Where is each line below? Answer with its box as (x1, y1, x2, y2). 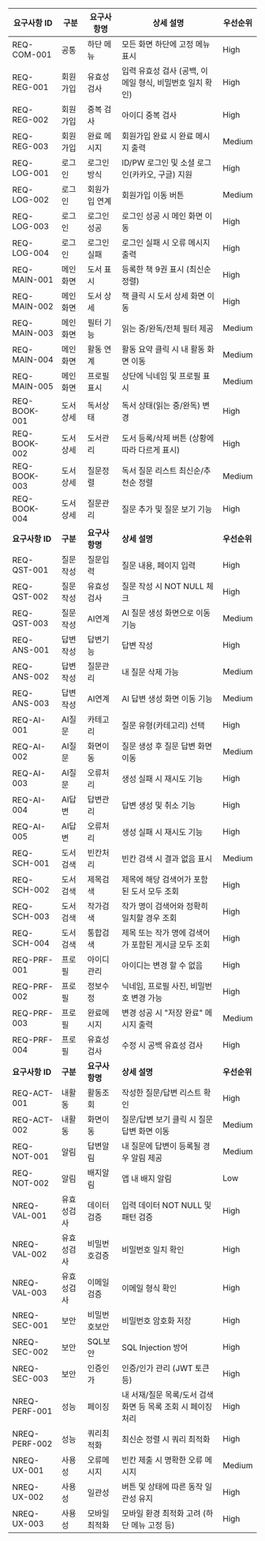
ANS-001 (12, 645, 50, 655)
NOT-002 (12, 1178, 50, 1188)
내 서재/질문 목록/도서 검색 (121, 1389, 215, 1400)
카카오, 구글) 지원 (132, 169, 193, 180)
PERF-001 (12, 1406, 53, 1416)
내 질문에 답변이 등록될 (121, 1141, 201, 1152)
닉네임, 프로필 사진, (121, 981, 189, 991)
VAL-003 (12, 1287, 47, 1298)
